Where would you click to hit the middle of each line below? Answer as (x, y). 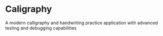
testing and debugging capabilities (41, 28)
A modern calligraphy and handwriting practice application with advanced (81, 23)
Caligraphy (29, 9)
